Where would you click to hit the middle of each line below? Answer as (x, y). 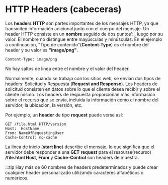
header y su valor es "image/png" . (42, 50)
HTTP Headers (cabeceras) (63, 9)
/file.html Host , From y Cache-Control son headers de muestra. (72, 157)
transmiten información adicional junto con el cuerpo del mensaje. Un (77, 28)
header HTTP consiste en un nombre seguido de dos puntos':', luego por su (84, 34)
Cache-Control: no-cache (31, 137)
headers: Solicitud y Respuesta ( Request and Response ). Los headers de (81, 84)
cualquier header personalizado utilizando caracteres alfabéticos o (74, 172)
